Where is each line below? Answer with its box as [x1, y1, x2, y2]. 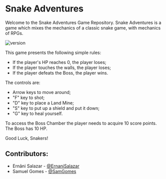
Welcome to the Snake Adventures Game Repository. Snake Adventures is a [5, 19, 161, 25]
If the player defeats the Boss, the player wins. [12, 69, 108, 75]
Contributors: [5, 149, 48, 158]
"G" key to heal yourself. [12, 110, 63, 116]
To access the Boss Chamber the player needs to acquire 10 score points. [5, 120, 157, 126]
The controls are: [5, 79, 40, 85]
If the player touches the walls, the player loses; [12, 64, 111, 70]
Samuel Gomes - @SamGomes [12, 168, 76, 174]
